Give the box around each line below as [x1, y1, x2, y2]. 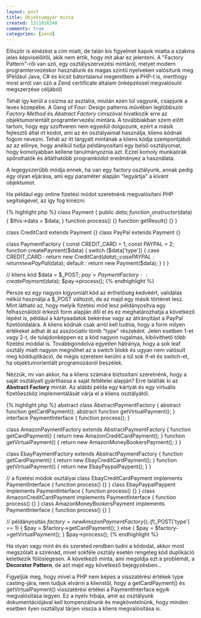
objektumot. [6, 179, 36, 186]
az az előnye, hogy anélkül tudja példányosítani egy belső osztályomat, [6, 142, 182, 149]
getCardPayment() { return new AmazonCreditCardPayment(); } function [6, 432, 185, 439]
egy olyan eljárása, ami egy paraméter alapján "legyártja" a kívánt [6, 173, 169, 180]
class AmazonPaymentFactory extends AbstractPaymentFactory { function [6, 426, 191, 433]
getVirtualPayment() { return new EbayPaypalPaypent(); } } [6, 463, 152, 471]
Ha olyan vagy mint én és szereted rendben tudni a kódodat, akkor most [6, 542, 185, 550]
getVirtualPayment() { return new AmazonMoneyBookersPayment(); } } [6, 439, 182, 446]
